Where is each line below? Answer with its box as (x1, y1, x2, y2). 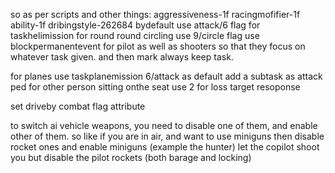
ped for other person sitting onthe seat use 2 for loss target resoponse (10, 81, 301, 93)
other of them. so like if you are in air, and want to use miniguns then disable (10, 130, 325, 142)
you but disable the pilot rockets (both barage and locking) (10, 152, 252, 163)
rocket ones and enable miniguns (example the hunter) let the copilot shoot (10, 141, 320, 153)
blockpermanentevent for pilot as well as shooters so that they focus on (10, 40, 306, 52)
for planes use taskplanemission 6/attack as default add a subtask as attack (10, 70, 323, 82)
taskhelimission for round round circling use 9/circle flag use (10, 30, 260, 41)
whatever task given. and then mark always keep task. (10, 51, 234, 63)
